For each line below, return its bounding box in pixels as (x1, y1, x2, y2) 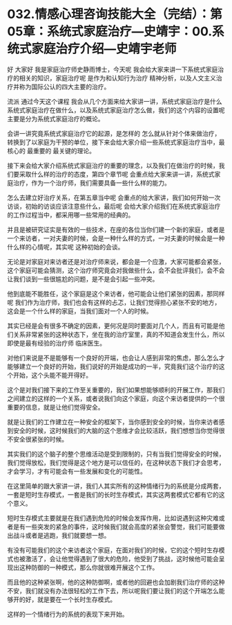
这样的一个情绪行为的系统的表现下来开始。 (7, 610, 128, 618)
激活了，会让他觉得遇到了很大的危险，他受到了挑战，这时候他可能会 (25, 554, 219, 563)
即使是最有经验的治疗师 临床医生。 (7, 339, 106, 347)
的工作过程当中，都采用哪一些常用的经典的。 (7, 211, 135, 219)
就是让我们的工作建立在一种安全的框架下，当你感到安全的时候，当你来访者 (7, 417, 219, 426)
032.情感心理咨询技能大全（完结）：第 (7, 6, 222, 22)
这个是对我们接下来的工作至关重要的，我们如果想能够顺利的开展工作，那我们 (7, 385, 225, 394)
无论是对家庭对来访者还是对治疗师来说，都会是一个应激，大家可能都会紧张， (7, 257, 225, 265)
